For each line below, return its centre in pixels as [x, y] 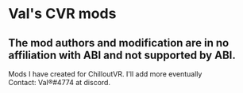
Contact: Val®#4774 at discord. [60, 82]
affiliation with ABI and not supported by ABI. [122, 55]
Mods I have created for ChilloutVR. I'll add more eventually [105, 74]
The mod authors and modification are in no [119, 43]
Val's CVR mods [62, 14]
